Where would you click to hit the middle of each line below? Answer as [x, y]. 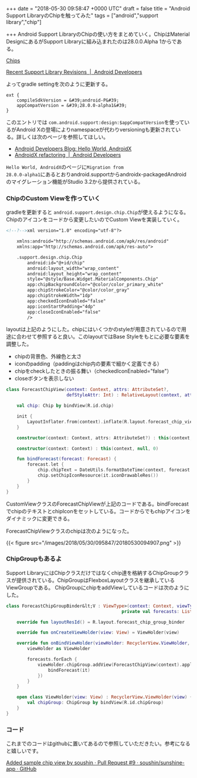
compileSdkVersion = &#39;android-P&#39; [68, 100]
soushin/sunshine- [162, 763]
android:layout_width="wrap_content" [73, 268]
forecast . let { [46, 464]
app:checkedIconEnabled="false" [67, 301]
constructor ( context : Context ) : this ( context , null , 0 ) [88, 449]
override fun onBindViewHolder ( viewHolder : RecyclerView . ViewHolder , [103, 643]
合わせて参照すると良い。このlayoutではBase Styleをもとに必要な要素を [103, 336]
